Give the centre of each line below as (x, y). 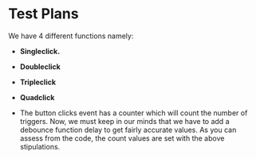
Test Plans (43, 14)
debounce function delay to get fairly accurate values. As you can (128, 130)
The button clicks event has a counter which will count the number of (134, 113)
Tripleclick (38, 82)
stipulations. (40, 146)
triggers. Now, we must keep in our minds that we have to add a (124, 121)
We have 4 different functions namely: (71, 36)
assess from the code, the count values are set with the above (122, 138)
